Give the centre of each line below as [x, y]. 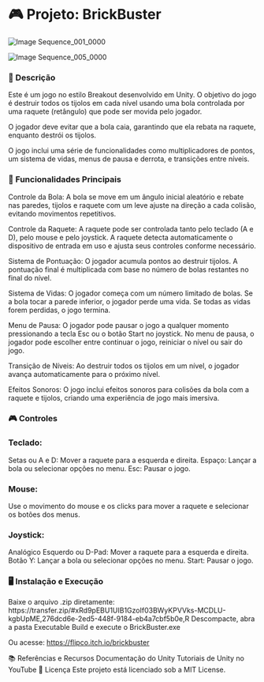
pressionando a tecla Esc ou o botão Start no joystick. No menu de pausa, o [131, 333]
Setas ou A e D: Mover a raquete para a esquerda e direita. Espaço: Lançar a [132, 460]
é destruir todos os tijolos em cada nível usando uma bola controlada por [126, 104]
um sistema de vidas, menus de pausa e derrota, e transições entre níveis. [129, 159]
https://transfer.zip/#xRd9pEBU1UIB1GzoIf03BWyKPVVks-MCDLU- [117, 610]
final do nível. [30, 277]
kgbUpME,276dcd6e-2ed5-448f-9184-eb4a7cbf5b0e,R [99, 618]
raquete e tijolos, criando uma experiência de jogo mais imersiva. [114, 398]
